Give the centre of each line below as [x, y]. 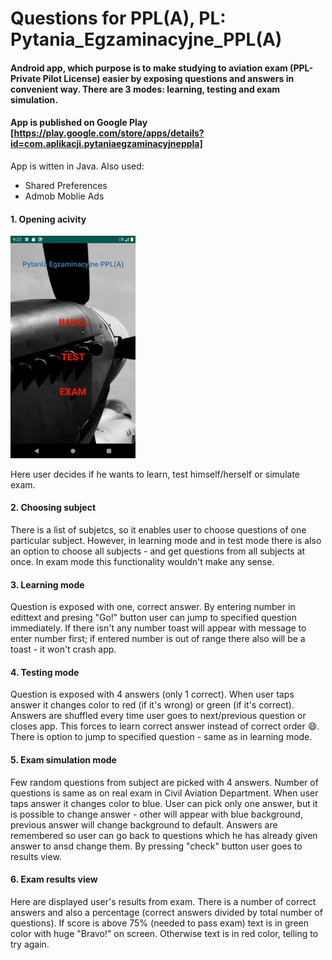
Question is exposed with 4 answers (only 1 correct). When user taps [152, 694]
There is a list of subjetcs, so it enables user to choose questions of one [158, 529]
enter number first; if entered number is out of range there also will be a [158, 639]
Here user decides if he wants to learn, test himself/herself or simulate [155, 474]
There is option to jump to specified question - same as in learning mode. [161, 737]
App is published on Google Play [79, 123]
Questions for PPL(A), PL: [118, 18]
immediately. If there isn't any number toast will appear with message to [158, 628]
